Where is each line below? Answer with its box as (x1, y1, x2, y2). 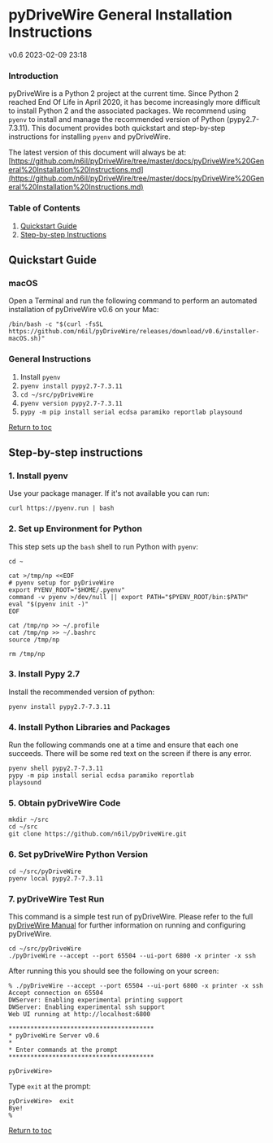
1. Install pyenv (8, 470, 69, 481)
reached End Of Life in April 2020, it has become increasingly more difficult (8, 98, 261, 107)
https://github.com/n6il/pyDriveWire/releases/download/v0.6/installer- (8, 328, 260, 336)
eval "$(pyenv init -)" (8, 600, 89, 608)
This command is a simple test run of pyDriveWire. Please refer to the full (8, 911, 253, 921)
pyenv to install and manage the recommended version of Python (8, 115, 225, 124)
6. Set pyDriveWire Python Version (8, 849, 149, 860)
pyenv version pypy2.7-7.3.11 (19, 399, 123, 407)
